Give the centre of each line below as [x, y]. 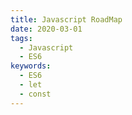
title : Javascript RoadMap [66, 19]
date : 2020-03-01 [46, 29]
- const [35, 94]
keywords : [31, 66]
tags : [21, 38]
